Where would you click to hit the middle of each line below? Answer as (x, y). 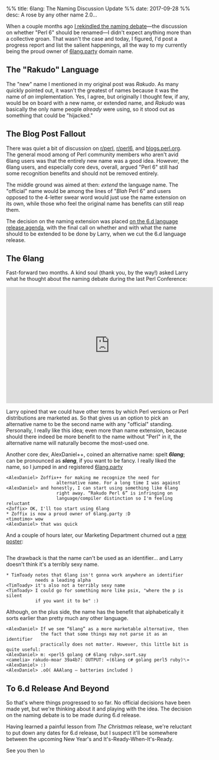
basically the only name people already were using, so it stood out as (91, 109)
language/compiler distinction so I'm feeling (115, 499)
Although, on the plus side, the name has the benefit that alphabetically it (95, 612)
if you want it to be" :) (67, 601)
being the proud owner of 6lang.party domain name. (70, 51)
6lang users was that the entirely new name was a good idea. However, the (97, 160)
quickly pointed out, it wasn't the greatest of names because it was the (92, 90)
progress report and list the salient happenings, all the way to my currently (97, 45)
